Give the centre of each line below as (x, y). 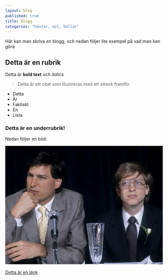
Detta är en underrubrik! (35, 128)
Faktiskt (20, 105)
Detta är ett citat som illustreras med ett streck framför (73, 84)
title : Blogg (19, 21)
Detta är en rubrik (33, 62)
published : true (22, 16)
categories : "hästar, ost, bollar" (42, 27)
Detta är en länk (21, 272)
